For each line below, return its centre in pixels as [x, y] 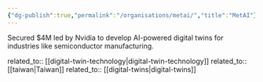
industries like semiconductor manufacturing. [80, 46]
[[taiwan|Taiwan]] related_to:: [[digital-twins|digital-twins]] [102, 69]
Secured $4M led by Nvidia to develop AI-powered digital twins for [115, 37]
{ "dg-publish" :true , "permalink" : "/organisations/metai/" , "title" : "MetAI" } [132, 15]
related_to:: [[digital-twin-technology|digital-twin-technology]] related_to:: [127, 61]
